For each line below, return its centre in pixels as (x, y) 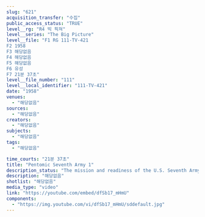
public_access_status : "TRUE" (45, 23)
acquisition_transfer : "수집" (43, 18)
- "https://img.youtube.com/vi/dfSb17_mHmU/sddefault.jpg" (88, 204)
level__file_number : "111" (41, 80)
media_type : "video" (33, 187)
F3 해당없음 (19, 52)
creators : (19, 119)
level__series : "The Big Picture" (50, 35)
